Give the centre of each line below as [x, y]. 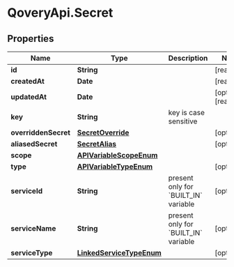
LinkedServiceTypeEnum [119, 253]
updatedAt [29, 97]
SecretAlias [97, 144]
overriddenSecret [41, 132]
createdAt [28, 81]
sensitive [183, 121]
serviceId [27, 191]
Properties [31, 39]
